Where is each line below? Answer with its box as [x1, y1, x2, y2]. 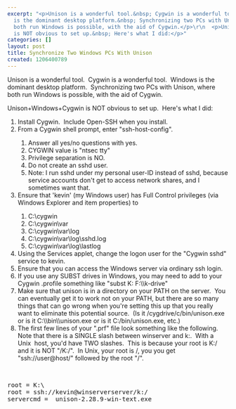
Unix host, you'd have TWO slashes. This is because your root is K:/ [17, 339, 218, 347]
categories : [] [7, 37, 52, 44]
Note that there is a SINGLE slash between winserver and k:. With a [17, 331, 214, 339]
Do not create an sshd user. [27, 161, 108, 169]
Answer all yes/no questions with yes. [27, 138, 138, 147]
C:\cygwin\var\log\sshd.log [27, 234, 107, 242]
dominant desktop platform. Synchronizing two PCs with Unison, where [7, 82, 216, 91]
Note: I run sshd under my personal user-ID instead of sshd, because [27, 168, 228, 176]
